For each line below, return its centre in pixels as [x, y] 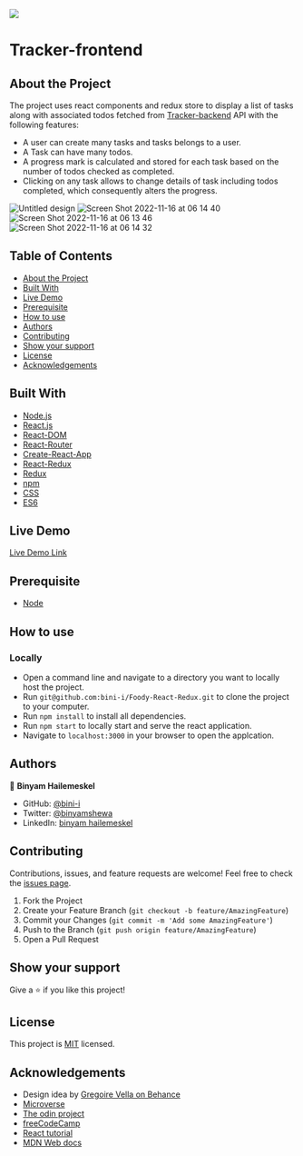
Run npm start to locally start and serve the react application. [137, 725]
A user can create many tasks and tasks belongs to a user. [132, 142]
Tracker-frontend [76, 50]
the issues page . [40, 882]
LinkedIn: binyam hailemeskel [78, 822]
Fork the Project [53, 901]
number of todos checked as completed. [98, 171]
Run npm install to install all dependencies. [104, 716]
